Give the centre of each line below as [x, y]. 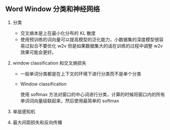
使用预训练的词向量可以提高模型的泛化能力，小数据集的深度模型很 [90, 39]
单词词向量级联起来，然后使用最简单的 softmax [70, 101]
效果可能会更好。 [38, 52]
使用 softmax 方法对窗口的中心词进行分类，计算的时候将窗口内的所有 [93, 94]
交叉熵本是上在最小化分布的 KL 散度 [58, 33]
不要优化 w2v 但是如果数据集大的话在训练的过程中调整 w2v [101, 46]
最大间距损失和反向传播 [37, 122]
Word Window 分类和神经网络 [53, 9]
